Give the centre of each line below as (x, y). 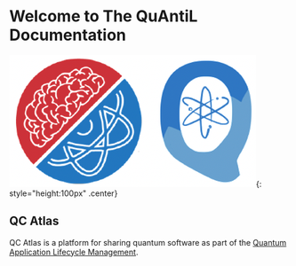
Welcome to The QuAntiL (104, 16)
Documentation (68, 35)
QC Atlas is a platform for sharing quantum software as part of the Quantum (148, 242)
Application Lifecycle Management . (74, 252)
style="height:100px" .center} (64, 193)
